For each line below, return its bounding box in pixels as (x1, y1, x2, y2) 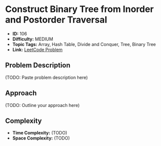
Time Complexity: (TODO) (12, 130, 67, 136)
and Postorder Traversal (5, 14, 107, 25)
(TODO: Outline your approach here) (5, 102, 80, 108)
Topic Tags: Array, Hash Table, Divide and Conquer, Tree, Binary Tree (12, 41, 156, 47)
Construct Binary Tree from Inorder (5, 3, 154, 15)
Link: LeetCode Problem (12, 46, 63, 52)
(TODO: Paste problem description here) (5, 74, 88, 80)
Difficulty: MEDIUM (12, 36, 53, 42)
